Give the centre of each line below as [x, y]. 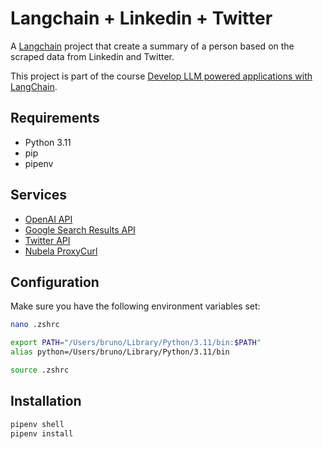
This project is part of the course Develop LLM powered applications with [161, 76]
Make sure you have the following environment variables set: [135, 306]
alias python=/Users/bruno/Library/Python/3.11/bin [120, 352]
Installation [46, 401]
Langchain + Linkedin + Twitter [141, 18]
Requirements [55, 118]
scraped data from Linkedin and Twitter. [92, 56]
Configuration [55, 282]
